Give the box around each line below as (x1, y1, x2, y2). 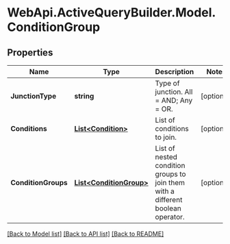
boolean (155, 204, 181, 213)
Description (155, 67, 194, 76)
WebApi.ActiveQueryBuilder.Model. (7, 5, 216, 21)
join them (155, 178, 185, 187)
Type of (155, 79, 180, 88)
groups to (155, 169, 186, 179)
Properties (7, 47, 53, 58)
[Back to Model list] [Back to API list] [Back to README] (7, 230, 164, 238)
